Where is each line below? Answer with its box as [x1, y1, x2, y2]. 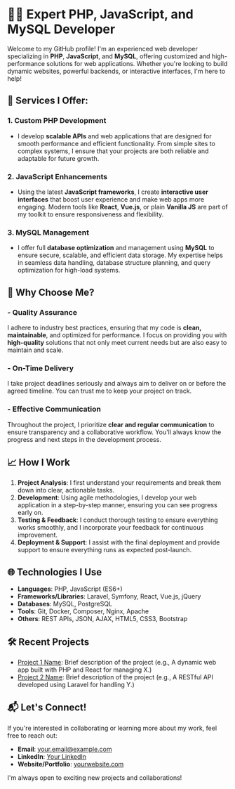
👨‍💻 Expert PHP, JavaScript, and [7, 6, 194, 22]
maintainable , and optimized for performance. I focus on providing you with [7, 330, 227, 339]
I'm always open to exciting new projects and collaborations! [7, 773, 182, 782]
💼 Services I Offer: [7, 95, 89, 107]
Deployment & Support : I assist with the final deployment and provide [17, 538, 220, 547]
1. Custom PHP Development [7, 116, 107, 126]
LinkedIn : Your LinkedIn [17, 752, 86, 761]
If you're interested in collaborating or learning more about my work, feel [7, 724, 217, 732]
